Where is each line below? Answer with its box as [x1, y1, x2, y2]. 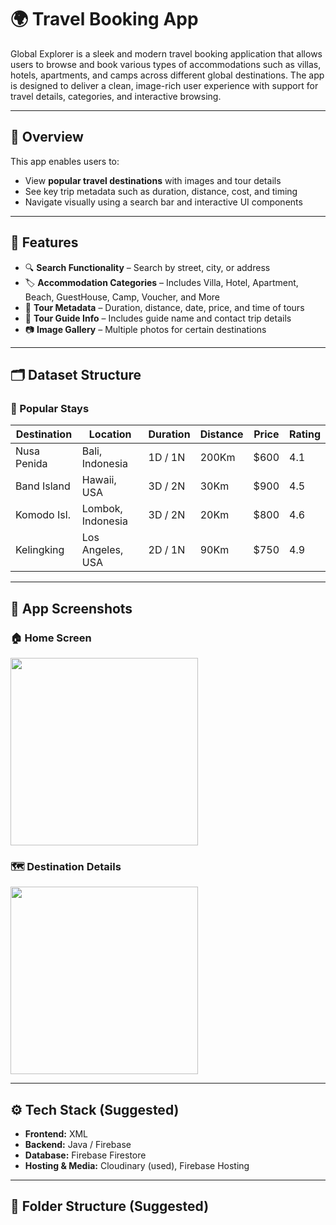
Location [88, 427, 132, 441]
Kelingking [15, 543, 65, 557]
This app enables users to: [10, 155, 120, 167]
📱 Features [10, 234, 79, 251]
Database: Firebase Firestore [24, 1149, 147, 1161]
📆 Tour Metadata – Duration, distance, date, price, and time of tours [24, 301, 305, 313]
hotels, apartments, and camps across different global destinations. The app [10, 69, 325, 81]
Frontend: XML [24, 1128, 89, 1140]
